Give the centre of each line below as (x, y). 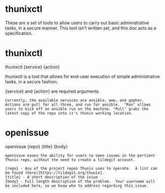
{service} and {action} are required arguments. (52, 91)
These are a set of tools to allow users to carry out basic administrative (77, 23)
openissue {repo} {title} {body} (36, 146)
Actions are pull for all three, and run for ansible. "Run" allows (78, 105)
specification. (19, 33)
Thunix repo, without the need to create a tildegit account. (70, 160)
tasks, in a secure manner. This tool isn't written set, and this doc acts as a (81, 28)
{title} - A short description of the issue (51, 177)
